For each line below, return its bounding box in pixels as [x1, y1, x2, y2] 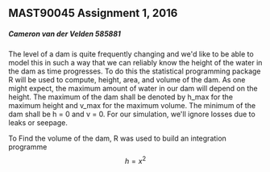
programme [8, 142, 48, 152]
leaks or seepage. [8, 118, 69, 128]
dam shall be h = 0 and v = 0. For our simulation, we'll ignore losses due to [8, 109, 255, 120]
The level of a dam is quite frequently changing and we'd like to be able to [8, 49, 254, 59]
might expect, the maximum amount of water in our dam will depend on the [8, 84, 258, 94]
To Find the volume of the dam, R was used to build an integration [8, 133, 227, 144]
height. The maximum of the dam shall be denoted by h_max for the [8, 92, 234, 102]
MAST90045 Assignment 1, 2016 [8, 6, 178, 20]
